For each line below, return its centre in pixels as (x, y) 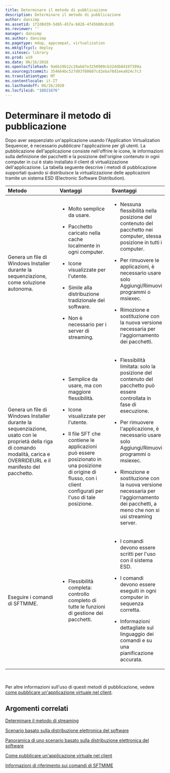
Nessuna (131, 204)
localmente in (84, 246)
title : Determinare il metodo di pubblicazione (56, 10)
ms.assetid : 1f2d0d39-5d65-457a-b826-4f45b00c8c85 (60, 24)
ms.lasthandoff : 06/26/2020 (35, 85)
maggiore (79, 392)
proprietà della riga (30, 441)
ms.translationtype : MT (30, 76)
